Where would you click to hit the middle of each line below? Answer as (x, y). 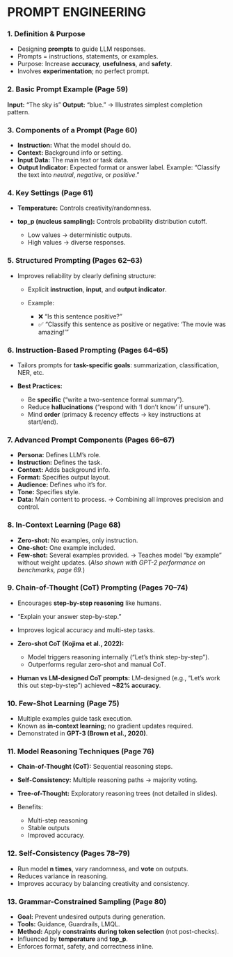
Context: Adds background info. (64, 470)
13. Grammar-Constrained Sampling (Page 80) (87, 901)
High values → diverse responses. (77, 243)
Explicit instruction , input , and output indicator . (97, 289)
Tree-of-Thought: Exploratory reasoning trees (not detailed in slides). (117, 794)
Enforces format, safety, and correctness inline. (86, 947)
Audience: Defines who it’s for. (62, 484)
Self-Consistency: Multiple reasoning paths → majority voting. (107, 780)
